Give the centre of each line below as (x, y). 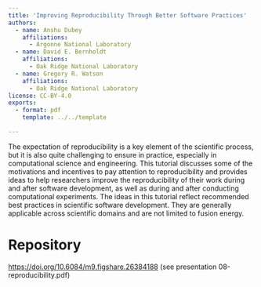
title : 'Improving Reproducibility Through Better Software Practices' (127, 15)
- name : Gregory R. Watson (59, 74)
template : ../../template (65, 118)
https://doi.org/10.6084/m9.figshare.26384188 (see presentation (112, 267)
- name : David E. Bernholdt (61, 52)
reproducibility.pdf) (39, 274)
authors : (22, 23)
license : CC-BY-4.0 (40, 96)
